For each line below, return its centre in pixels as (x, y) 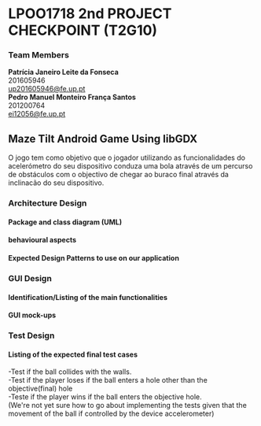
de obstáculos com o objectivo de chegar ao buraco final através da (119, 175)
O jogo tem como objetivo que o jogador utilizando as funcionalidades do (127, 157)
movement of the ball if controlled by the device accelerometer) (111, 413)
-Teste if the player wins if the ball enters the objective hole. (105, 397)
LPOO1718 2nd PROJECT (90, 14)
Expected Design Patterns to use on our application (94, 258)
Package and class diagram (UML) (65, 222)
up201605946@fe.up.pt (47, 89)
